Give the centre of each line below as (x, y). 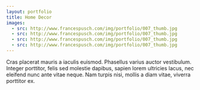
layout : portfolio (29, 12)
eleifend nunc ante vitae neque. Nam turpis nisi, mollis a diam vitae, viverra (99, 75)
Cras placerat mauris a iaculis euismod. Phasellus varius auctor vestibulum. (99, 62)
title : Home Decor (29, 17)
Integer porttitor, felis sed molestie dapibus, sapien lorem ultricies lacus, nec (100, 68)
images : (16, 23)
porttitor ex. (21, 80)
